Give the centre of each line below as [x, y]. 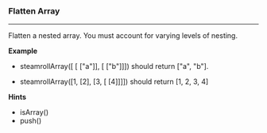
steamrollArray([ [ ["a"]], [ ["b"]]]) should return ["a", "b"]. [114, 66]
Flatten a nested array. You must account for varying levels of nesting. [123, 36]
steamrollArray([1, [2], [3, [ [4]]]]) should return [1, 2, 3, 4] [114, 82]
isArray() [34, 112]
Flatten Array [34, 11]
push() [31, 121]
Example [23, 51]
